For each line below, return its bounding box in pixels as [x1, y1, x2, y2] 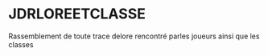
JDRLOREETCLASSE [8, 5, 146, 23]
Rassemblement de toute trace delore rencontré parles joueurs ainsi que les [8, 31, 260, 41]
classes [8, 39, 34, 49]
